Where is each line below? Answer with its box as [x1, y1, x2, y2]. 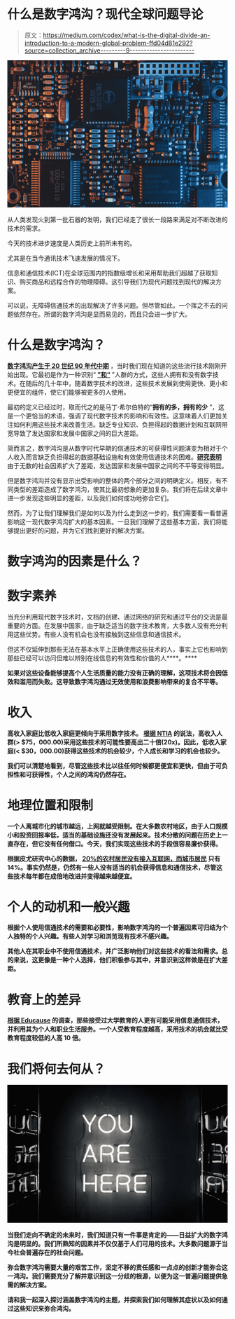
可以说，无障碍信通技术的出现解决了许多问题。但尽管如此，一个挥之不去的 [7, 301, 222, 309]
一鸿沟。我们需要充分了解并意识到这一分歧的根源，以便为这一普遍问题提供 [7, 1272, 222, 1280]
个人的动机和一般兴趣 [7, 898, 131, 915]
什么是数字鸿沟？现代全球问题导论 [7, 6, 204, 22]
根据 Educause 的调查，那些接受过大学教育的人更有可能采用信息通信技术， [7, 1016, 224, 1025]
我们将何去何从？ [7, 1061, 106, 1077]
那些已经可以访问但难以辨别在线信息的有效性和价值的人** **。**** [7, 653, 198, 662]
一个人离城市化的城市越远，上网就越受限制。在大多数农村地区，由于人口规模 [7, 821, 228, 831]
